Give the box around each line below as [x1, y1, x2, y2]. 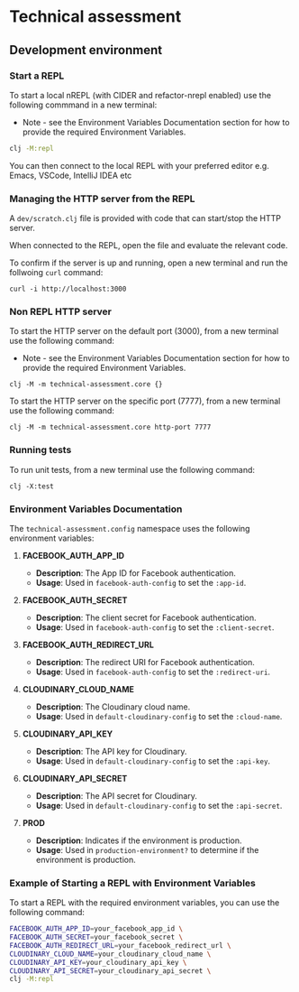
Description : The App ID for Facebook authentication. [35, 567, 237, 579]
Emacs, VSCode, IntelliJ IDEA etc [9, 170, 132, 181]
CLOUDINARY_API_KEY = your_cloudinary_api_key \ [9, 958, 187, 967]
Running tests [9, 444, 72, 457]
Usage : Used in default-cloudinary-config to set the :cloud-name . [35, 710, 283, 721]
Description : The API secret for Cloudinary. [35, 790, 198, 801]
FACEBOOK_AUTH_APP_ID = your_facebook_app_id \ [9, 924, 183, 933]
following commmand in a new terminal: [9, 99, 158, 110]
